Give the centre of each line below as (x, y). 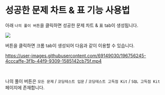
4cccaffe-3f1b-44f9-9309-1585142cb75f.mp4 (54, 61)
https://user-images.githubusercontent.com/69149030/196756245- (76, 56)
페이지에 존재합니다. (25, 87)
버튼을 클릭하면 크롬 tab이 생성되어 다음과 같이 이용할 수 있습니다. (70, 45)
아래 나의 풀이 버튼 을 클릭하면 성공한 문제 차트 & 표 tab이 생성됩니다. (72, 25)
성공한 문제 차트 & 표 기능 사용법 (68, 10)
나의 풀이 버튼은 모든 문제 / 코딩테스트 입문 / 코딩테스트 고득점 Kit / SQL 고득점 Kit (83, 81)
